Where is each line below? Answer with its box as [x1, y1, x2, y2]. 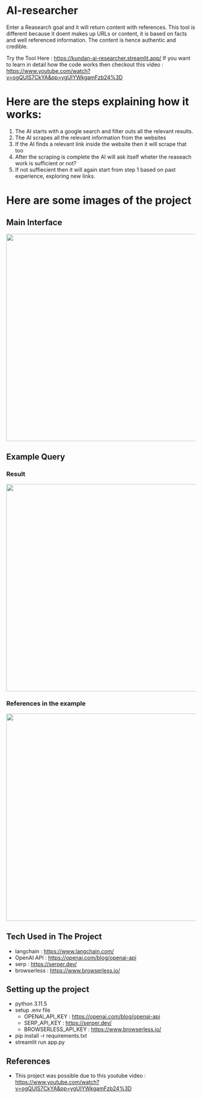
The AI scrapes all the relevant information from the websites [14, 134, 167, 141]
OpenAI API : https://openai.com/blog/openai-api [14, 954, 136, 961]
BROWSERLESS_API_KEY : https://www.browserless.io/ [23, 1026, 162, 1033]
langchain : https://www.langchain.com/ [14, 947, 114, 954]
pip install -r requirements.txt [14, 1032, 87, 1040]
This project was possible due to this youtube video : [14, 1072, 146, 1079]
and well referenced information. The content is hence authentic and [6, 36, 176, 43]
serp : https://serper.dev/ [14, 960, 77, 968]
